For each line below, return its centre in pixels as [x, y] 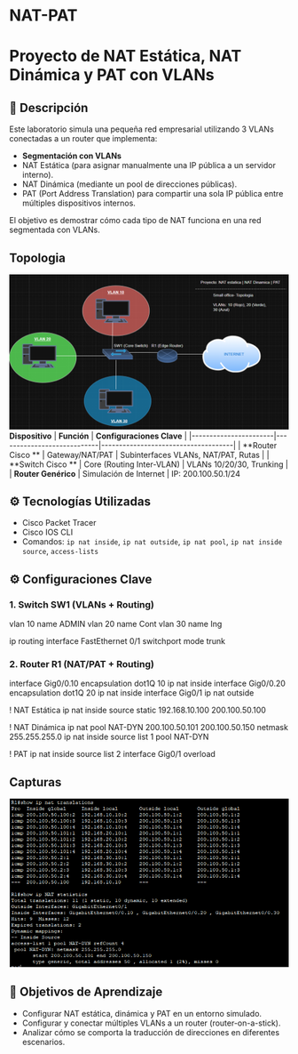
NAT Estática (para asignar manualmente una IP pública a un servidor [149, 165]
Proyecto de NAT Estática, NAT [125, 56]
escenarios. [43, 1042]
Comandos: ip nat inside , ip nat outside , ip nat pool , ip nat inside [152, 542]
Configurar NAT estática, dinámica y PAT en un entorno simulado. [142, 1013]
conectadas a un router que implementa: [83, 139]
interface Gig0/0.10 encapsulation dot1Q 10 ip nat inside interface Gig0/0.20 [148, 684]
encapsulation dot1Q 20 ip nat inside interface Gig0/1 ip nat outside [132, 693]
